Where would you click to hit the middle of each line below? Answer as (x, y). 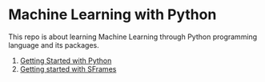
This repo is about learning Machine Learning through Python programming (133, 37)
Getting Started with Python (66, 61)
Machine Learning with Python (112, 15)
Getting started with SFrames (68, 68)
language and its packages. (54, 45)
